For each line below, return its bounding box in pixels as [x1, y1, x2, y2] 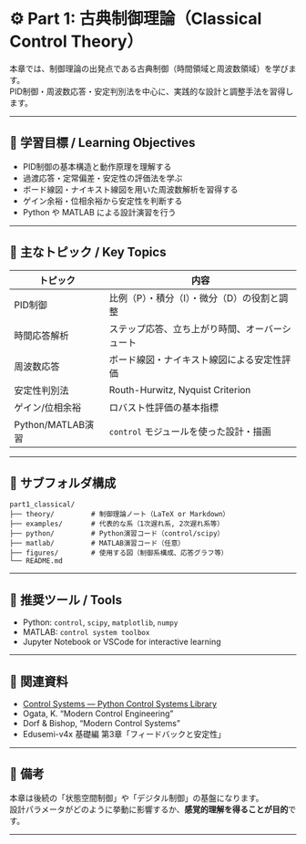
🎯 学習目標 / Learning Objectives [9, 135, 196, 151]
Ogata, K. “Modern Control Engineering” [22, 708, 174, 719]
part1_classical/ [9, 500, 76, 509]
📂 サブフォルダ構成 [9, 475, 117, 491]
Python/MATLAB [14, 418, 85, 431]
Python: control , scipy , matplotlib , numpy [22, 617, 178, 628]
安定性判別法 [14, 384, 70, 397]
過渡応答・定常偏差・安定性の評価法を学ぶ [22, 172, 183, 183]
